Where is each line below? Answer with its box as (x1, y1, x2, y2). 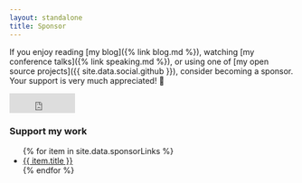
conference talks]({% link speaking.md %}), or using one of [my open (9, 56, 269, 67)
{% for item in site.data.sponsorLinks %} (22, 145, 175, 156)
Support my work (9, 125, 88, 138)
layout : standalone (9, 13, 83, 23)
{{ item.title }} (22, 155, 73, 166)
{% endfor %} (22, 164, 75, 176)
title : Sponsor (9, 22, 67, 31)
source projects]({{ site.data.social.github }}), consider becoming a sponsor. (9, 65, 294, 77)
